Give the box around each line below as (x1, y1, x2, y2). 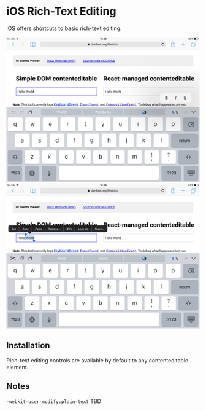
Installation (6, 340, 50, 351)
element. (6, 363, 29, 370)
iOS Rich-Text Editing (6, 4, 116, 18)
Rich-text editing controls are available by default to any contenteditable (6, 356, 189, 364)
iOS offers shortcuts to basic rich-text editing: (6, 25, 122, 32)
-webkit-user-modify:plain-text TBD (6, 397, 102, 405)
